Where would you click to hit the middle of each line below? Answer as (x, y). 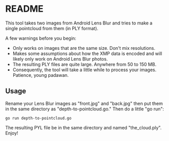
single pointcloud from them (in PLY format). (52, 28)
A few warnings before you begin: (41, 38)
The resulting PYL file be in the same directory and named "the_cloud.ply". (83, 127)
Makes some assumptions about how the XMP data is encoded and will (87, 53)
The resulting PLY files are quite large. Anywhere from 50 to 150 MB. (84, 64)
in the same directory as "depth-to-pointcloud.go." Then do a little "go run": (85, 109)
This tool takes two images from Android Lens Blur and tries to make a (79, 23)
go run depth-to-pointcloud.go (38, 118)
